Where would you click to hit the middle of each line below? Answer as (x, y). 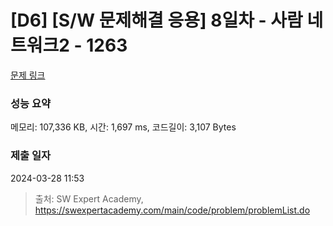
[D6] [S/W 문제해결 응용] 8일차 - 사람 (156, 20)
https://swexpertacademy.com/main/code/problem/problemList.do (172, 210)
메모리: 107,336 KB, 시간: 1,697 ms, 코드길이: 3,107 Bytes (123, 127)
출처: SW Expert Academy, (89, 198)
